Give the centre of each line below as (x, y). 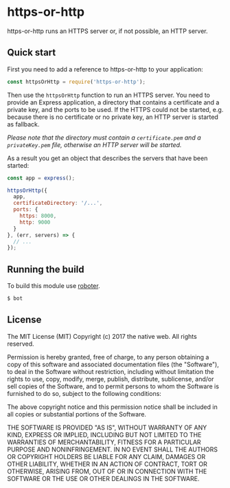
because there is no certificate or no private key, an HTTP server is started (113, 117)
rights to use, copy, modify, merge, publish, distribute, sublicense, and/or (111, 379)
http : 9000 (35, 222)
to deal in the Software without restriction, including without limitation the (111, 371)
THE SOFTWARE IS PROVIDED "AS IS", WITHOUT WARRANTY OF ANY (107, 428)
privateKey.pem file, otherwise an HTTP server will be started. (94, 144)
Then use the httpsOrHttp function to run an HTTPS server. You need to (109, 95)
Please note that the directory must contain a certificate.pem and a (104, 137)
